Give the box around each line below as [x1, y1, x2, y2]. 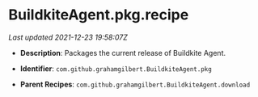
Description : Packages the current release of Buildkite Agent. [19, 48, 226, 57]
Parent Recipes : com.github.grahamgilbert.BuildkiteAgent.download [19, 79, 251, 89]
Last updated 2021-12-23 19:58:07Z [8, 32, 128, 42]
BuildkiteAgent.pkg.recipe [8, 6, 189, 24]
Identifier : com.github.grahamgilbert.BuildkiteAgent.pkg [19, 63, 212, 74]
